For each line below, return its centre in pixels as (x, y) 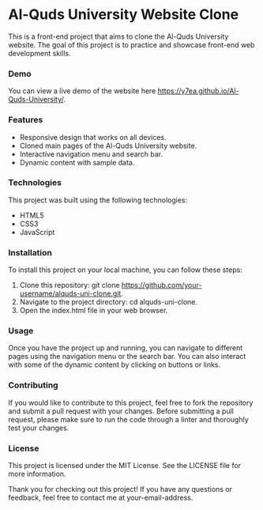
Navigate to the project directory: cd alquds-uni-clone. (109, 302)
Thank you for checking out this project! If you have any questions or (120, 489)
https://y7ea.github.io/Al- (198, 91)
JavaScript (37, 232)
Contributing (33, 385)
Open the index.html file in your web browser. (94, 311)
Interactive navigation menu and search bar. (91, 154)
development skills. (39, 53)
